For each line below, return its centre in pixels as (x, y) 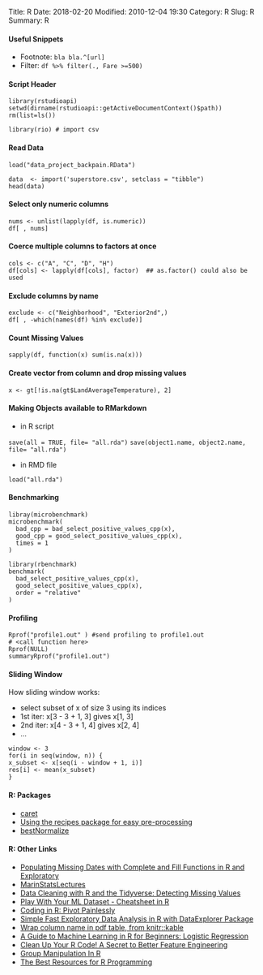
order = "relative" (49, 593)
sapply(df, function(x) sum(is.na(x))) (76, 355)
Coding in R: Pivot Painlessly (68, 910)
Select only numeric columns (59, 204)
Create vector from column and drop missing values (98, 373)
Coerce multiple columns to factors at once (83, 246)
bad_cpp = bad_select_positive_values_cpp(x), (95, 529)
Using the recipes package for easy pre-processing (106, 822)
